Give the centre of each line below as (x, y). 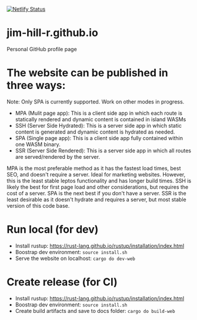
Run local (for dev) (53, 230)
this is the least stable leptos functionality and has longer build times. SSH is (99, 181)
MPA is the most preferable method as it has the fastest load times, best (94, 168)
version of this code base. (38, 205)
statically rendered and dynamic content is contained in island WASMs (101, 119)
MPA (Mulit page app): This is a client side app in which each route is (99, 113)
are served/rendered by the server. (58, 156)
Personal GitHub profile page (42, 49)
